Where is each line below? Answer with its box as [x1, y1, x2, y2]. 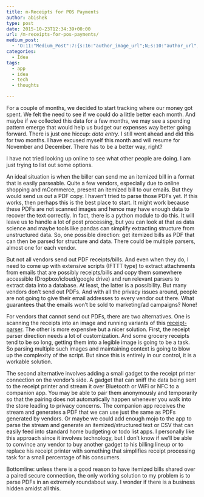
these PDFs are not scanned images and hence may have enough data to [6, 205, 189, 213]
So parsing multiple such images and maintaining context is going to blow [6, 345, 191, 352]
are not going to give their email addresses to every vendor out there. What [6, 295, 194, 301]
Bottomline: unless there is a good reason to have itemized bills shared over [6, 465, 195, 473]
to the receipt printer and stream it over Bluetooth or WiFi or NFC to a [6, 383, 179, 389]
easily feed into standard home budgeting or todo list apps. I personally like [6, 428, 195, 435]
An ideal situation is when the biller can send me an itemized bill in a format [6, 173, 195, 180]
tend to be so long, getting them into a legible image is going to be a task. [6, 338, 190, 346]
